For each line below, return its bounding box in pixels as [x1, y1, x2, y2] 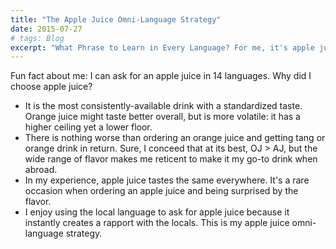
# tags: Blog [10, 33, 65, 43]
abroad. [24, 164, 58, 176]
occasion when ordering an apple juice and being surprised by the [24, 185, 299, 197]
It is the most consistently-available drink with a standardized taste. [24, 100, 303, 112]
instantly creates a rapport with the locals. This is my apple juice [24, 217, 290, 229]
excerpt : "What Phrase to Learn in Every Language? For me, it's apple [10, 42, 315, 53]
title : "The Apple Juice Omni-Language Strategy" [10, 14, 222, 25]
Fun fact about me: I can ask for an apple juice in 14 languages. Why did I [10, 70, 312, 82]
